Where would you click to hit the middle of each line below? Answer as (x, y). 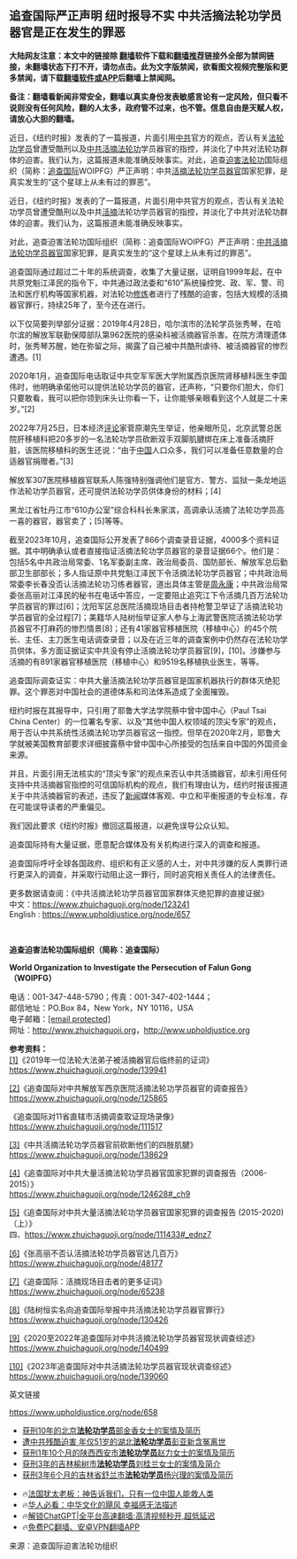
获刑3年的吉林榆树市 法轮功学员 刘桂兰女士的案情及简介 (121, 1463)
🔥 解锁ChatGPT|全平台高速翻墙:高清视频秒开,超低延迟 (118, 1516)
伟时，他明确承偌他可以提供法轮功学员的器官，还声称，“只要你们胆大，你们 (147, 386)
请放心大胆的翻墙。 (44, 119)
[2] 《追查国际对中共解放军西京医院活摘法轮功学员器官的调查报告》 (130, 1087)
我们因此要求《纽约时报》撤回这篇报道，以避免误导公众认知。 (122, 825)
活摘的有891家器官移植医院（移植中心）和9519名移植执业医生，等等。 (137, 661)
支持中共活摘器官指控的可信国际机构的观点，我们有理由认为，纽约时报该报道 (148, 784)
